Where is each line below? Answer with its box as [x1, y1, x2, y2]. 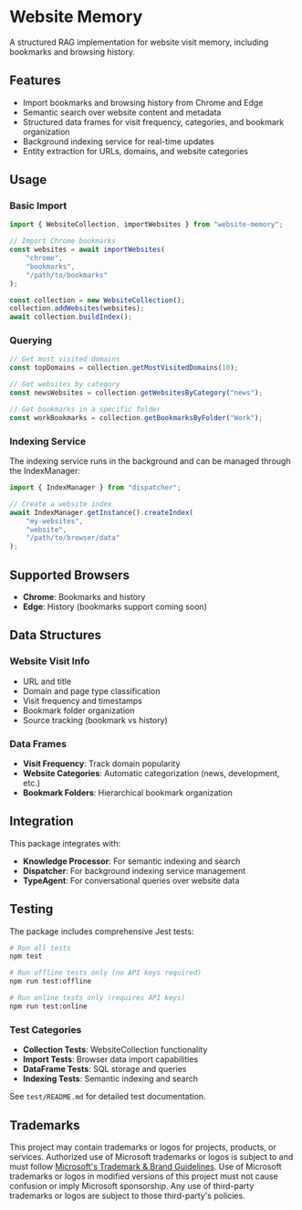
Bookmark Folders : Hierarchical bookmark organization [22, 787, 233, 798]
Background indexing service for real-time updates [22, 135, 214, 147]
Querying [9, 334, 53, 347]
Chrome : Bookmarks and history [22, 591, 146, 602]
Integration [9, 814, 75, 829]
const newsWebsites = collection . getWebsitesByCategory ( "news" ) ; [9, 388, 263, 398]
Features [9, 73, 61, 89]
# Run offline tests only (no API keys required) [9, 968, 203, 978]
